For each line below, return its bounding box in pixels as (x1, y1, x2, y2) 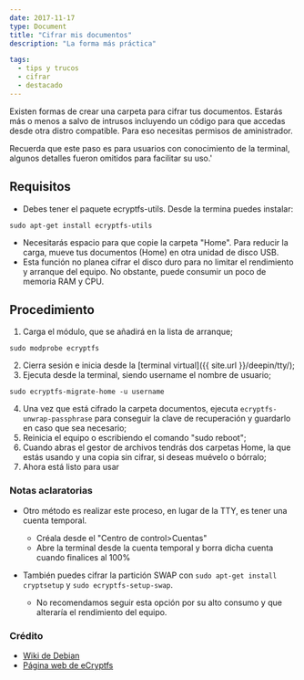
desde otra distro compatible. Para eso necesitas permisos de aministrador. (9, 125, 293, 136)
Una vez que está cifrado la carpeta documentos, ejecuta (22, 403, 238, 414)
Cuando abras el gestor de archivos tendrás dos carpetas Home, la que (22, 442, 291, 453)
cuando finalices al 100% (35, 551, 131, 562)
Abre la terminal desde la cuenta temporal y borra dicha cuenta (35, 542, 274, 553)
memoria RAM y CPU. (22, 276, 105, 287)
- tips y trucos (17, 64, 79, 73)
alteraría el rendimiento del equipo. (35, 606, 167, 617)
